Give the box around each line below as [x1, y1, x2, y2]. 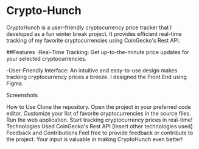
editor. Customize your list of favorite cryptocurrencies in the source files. [6, 109, 192, 117]
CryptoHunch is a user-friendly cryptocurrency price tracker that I [6, 24, 172, 31]
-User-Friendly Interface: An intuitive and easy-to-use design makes [6, 66, 178, 74]
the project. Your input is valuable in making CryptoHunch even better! [6, 135, 183, 143]
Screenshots [6, 91, 38, 99]
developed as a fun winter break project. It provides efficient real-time [6, 30, 183, 37]
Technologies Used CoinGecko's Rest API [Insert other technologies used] [6, 122, 193, 130]
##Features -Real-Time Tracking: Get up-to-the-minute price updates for [6, 48, 190, 55]
